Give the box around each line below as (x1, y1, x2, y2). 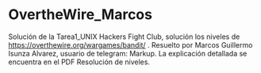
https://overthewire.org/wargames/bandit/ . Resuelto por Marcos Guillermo (8, 40, 253, 49)
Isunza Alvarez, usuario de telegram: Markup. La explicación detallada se (8, 48, 248, 58)
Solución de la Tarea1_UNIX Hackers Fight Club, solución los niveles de (8, 32, 240, 41)
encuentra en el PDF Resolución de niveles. (8, 57, 151, 67)
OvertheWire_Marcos (8, 6, 153, 24)
